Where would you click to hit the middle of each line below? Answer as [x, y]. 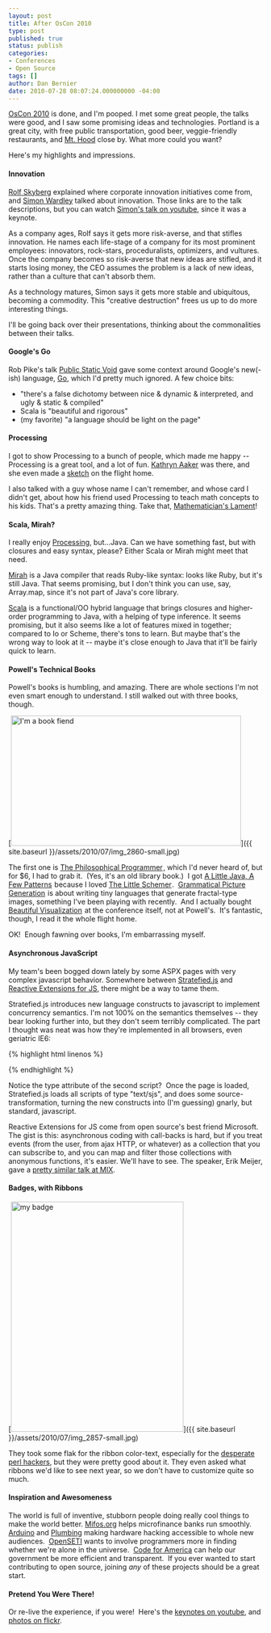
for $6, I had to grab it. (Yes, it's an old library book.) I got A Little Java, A [131, 876]
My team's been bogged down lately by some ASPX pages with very [122, 971]
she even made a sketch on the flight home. [81, 472]
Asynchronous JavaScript [53, 953]
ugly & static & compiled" [62, 402]
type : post [27, 31]
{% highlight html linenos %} [56, 1054]
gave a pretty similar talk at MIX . [62, 1169]
